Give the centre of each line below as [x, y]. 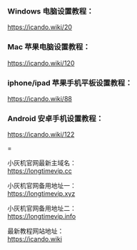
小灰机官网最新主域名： [42, 163]
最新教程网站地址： [36, 231]
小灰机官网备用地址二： [42, 209]
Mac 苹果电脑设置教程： [49, 47]
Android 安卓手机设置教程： [55, 118]
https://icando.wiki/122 [41, 135]
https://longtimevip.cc [40, 171]
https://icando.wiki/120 [41, 63]
